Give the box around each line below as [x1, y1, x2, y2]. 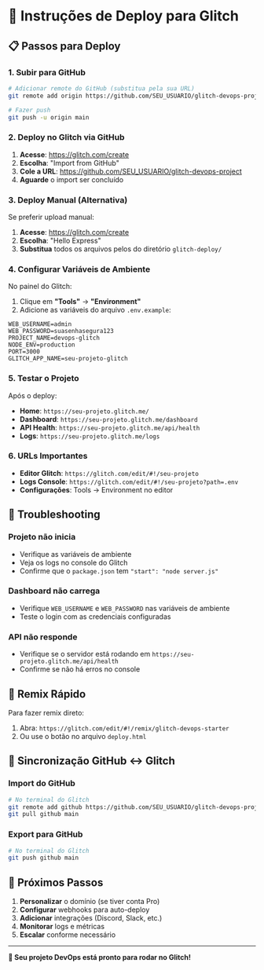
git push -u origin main [8, 113, 90, 121]
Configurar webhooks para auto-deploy [19, 905, 150, 914]
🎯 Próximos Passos [8, 876, 104, 889]
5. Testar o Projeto [8, 373, 80, 384]
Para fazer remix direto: [8, 708, 85, 717]
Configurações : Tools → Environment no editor [19, 485, 174, 494]
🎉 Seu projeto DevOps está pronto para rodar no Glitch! [8, 953, 191, 962]
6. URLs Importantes [8, 451, 88, 462]
